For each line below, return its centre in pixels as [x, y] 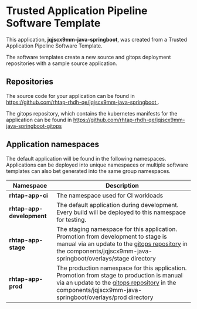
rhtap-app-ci [28, 195]
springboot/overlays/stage [93, 258]
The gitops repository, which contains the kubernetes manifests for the [92, 113]
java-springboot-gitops [34, 126]
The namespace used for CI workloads [110, 195]
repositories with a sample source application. [62, 63]
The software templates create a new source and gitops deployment [89, 57]
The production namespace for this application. [122, 268]
